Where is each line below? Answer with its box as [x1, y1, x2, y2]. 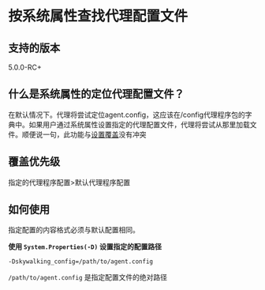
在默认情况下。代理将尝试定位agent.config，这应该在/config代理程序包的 [8, 110, 246, 119]
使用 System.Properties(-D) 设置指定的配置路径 [8, 242, 162, 251]
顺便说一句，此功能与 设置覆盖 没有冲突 [21, 130, 147, 139]
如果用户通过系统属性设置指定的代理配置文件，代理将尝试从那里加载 [28, 119, 250, 129]
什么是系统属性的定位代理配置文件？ [8, 88, 185, 101]
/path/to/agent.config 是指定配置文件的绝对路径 [8, 273, 168, 282]
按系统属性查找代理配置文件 [8, 7, 188, 25]
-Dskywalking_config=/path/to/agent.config [8, 258, 154, 266]
